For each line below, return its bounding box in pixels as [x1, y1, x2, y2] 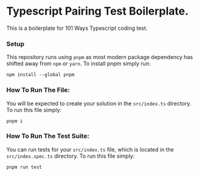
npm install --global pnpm [6, 72, 75, 78]
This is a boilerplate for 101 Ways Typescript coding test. [6, 24, 148, 32]
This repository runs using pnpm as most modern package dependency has [6, 54, 194, 61]
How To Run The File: [6, 86, 70, 94]
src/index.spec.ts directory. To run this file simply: [6, 152, 135, 160]
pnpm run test [6, 164, 43, 170]
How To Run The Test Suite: [6, 132, 89, 141]
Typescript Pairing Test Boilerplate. [6, 4, 189, 18]
